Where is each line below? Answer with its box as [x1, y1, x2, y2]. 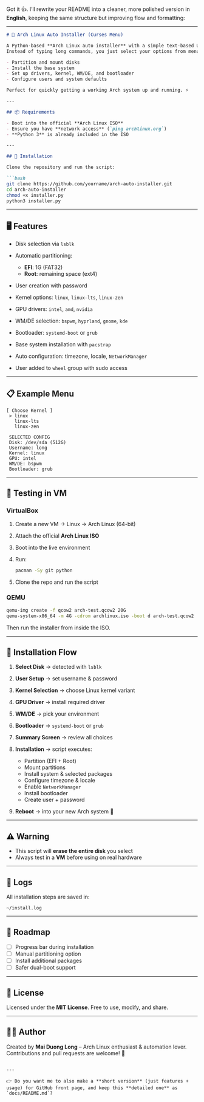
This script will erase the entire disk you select [15, 847, 134, 855]
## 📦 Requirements [6, 109, 55, 115]
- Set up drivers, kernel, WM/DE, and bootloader [6, 70, 135, 77]
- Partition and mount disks [6, 59, 80, 66]
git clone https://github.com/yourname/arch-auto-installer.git [6, 180, 172, 187]
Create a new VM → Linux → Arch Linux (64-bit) [15, 520, 136, 527]
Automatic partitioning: [15, 252, 73, 259]
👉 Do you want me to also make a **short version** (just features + [6, 1078, 189, 1084]
